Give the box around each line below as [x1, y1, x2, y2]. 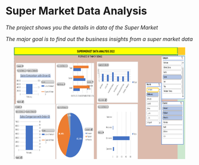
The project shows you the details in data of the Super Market [5, 24, 158, 31]
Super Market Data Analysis [5, 4, 147, 18]
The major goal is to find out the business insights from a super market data [5, 35, 193, 42]
